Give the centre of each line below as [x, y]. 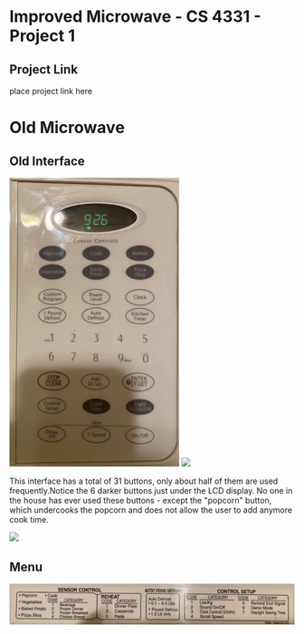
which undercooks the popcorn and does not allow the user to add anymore [151, 510]
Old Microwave [67, 128]
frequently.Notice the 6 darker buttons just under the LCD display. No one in [151, 491]
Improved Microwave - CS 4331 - [135, 17]
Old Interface [47, 161]
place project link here [51, 91]
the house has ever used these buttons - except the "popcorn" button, [141, 501]
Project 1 [42, 36]
